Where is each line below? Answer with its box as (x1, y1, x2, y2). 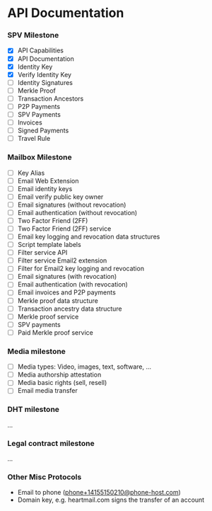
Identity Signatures (17, 78, 73, 86)
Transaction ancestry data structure (17, 304, 122, 313)
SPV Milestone (7, 30, 59, 40)
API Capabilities (17, 46, 64, 54)
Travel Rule (17, 134, 51, 143)
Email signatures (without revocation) (17, 200, 126, 209)
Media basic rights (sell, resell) (17, 379, 107, 387)
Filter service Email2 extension (17, 256, 107, 265)
